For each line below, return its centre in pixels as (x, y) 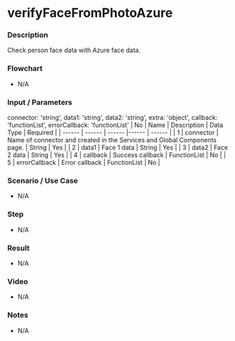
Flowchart (25, 68)
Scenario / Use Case (43, 181)
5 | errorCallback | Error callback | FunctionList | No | (84, 163)
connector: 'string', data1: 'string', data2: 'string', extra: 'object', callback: (113, 118)
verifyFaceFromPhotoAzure (90, 13)
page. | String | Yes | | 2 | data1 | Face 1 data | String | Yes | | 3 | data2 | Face (118, 148)
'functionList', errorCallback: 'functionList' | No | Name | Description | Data (115, 125)
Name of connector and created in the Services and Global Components (112, 140)
